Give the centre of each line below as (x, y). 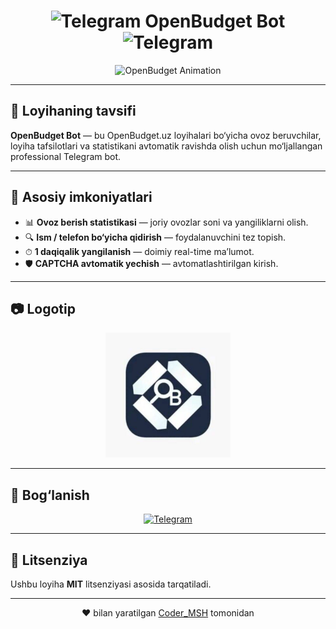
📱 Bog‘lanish (50, 495)
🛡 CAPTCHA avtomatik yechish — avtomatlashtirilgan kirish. (151, 263)
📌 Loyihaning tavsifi (73, 111)
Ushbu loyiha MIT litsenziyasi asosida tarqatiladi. (111, 584)
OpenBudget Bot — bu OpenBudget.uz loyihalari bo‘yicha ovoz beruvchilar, (166, 135)
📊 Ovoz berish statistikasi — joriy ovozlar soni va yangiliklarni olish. (166, 222)
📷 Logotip (43, 308)
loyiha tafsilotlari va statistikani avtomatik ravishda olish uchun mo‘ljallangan (166, 146)
